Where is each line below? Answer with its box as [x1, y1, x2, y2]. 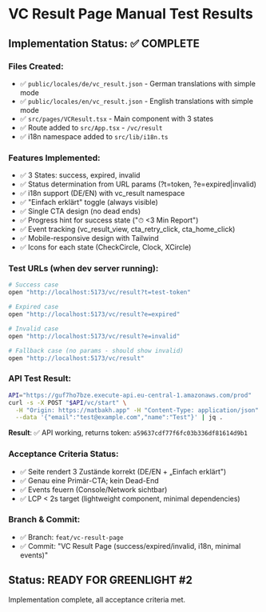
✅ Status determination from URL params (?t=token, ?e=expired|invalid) [19, 179, 257, 189]
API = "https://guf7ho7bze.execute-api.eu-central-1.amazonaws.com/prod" [8, 391, 252, 399]
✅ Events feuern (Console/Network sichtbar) [19, 485, 168, 494]
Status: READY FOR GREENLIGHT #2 [8, 574, 193, 587]
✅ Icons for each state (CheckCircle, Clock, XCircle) [19, 242, 192, 252]
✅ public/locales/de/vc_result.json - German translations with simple [19, 78, 256, 88]
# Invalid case [8, 325, 59, 333]
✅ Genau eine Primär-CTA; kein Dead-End [19, 475, 160, 485]
